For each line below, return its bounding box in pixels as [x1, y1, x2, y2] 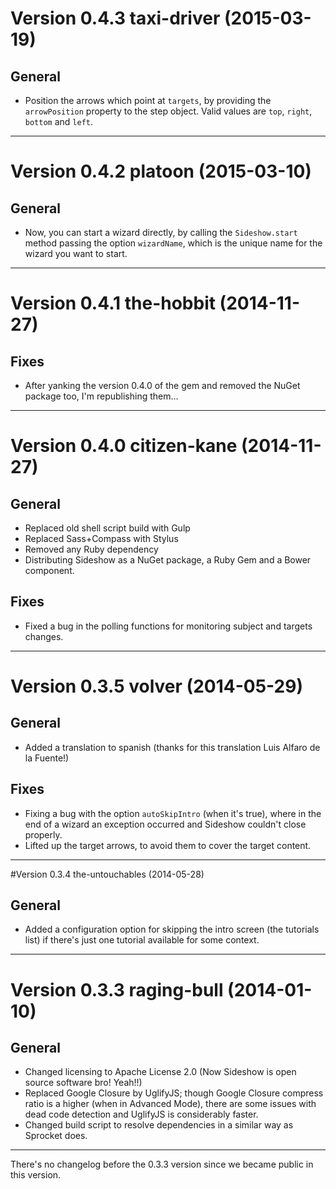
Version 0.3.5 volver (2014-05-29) [10, 675, 303, 697]
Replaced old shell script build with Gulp [24, 522, 191, 534]
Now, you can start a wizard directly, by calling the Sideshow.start [24, 227, 298, 238]
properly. [24, 828, 63, 841]
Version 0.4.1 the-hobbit [10, 292, 216, 315]
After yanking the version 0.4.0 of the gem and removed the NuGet [24, 380, 301, 391]
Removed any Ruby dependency [24, 543, 159, 555]
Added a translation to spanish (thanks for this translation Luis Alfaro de [24, 741, 321, 753]
